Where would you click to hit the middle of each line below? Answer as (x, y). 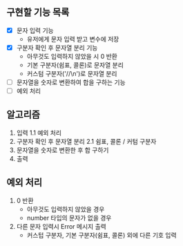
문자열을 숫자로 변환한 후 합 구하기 (62, 150)
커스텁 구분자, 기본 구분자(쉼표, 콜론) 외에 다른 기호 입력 (102, 235)
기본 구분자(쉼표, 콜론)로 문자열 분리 (75, 65)
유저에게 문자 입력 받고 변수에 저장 (73, 39)
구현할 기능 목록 (38, 12)
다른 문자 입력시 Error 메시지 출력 (61, 226)
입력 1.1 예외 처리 (39, 133)
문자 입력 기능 (35, 30)
